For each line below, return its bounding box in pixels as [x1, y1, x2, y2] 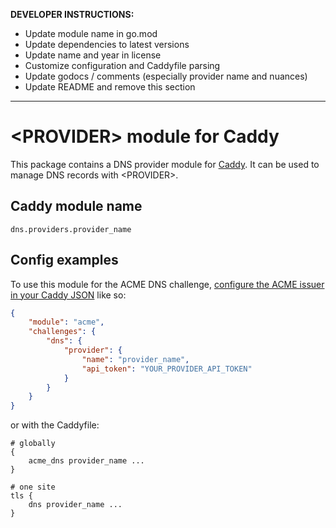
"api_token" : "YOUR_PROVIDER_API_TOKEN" [81, 364, 253, 374]
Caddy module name [10, 198, 143, 215]
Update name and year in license [24, 49, 162, 61]
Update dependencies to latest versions [24, 39, 190, 50]
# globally [10, 439, 56, 449]
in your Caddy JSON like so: [10, 289, 127, 301]
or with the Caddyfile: [10, 419, 100, 431]
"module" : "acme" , [28, 317, 105, 328]
